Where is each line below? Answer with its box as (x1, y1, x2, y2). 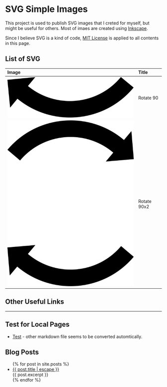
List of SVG (5, 55, 41, 63)
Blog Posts (5, 348, 39, 356)
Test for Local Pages (5, 320, 70, 329)
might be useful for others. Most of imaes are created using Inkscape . (5, 25, 148, 31)
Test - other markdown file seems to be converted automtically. (12, 333, 143, 340)
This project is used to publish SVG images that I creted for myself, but (5, 20, 150, 26)
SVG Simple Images (5, 3, 88, 15)
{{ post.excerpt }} (12, 372, 49, 378)
